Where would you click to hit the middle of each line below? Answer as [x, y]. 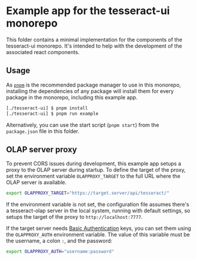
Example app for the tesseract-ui [88, 11]
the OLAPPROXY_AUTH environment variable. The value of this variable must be [98, 235]
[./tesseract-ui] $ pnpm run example [52, 114]
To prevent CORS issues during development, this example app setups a [94, 164]
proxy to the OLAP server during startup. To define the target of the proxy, [96, 170]
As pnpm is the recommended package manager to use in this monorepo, [94, 85]
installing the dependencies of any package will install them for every [90, 91]
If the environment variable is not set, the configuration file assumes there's [98, 205]
